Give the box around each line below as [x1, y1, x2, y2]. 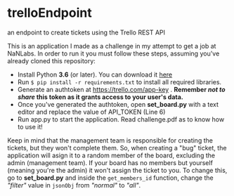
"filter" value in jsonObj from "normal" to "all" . [7, 181, 141, 189]
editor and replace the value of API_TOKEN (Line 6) [17, 107, 166, 116]
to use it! [17, 122, 44, 131]
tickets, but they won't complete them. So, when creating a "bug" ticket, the [7, 143, 227, 152]
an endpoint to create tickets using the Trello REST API [7, 28, 166, 37]
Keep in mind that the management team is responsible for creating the [7, 136, 213, 145]
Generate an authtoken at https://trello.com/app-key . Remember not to [17, 85, 226, 93]
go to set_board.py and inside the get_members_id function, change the [7, 174, 214, 182]
